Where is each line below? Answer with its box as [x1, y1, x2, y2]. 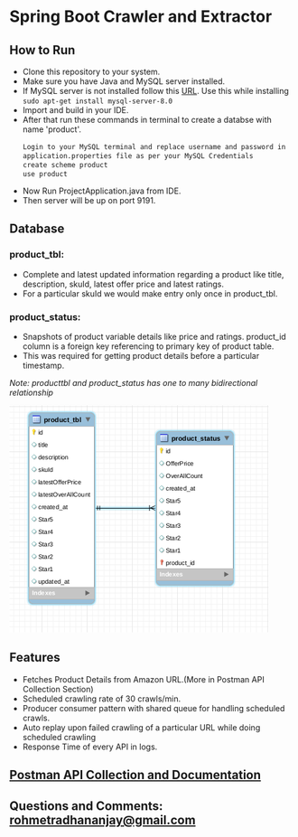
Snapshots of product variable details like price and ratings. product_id [22, 331, 286, 342]
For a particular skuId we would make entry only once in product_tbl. [22, 287, 278, 299]
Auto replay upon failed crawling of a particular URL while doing [22, 721, 261, 733]
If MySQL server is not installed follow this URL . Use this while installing [22, 86, 289, 96]
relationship [9, 387, 54, 398]
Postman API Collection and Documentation [9, 767, 262, 783]
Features [9, 650, 61, 665]
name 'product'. [22, 124, 82, 135]
